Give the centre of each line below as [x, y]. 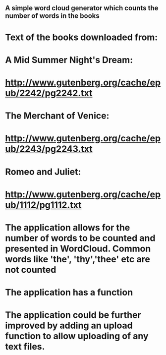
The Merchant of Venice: [57, 116]
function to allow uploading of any [77, 336]
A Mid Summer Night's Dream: [69, 60]
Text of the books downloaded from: [82, 37]
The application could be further [73, 315]
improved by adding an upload [69, 325]
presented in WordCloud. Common [78, 249]
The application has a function [69, 293]
